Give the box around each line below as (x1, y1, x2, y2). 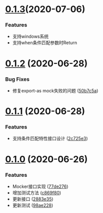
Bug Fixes (5, 75, 30, 82)
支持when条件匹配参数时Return (12, 40, 77, 46)
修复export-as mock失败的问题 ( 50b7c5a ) (12, 87, 98, 93)
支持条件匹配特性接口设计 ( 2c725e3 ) (12, 136, 88, 142)
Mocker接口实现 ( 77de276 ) (12, 183, 68, 189)
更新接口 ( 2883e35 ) (12, 196, 53, 202)
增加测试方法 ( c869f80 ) (12, 189, 61, 195)
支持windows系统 (12, 34, 49, 40)
